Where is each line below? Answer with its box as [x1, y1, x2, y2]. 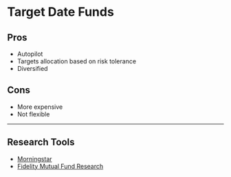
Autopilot [16, 50, 43, 58]
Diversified [16, 65, 48, 72]
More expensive [16, 103, 63, 111]
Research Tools [7, 136, 75, 148]
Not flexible [16, 110, 50, 118]
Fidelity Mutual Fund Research [16, 162, 104, 170]
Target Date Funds [7, 4, 115, 20]
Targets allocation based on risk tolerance [16, 57, 136, 65]
